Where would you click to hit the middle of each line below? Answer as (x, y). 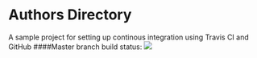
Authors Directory (70, 15)
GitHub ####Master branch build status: (75, 47)
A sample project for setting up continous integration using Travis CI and (129, 37)
